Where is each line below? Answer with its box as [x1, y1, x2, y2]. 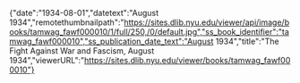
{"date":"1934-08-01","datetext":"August [9, 8, 159, 18]
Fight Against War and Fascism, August [9, 46, 155, 56]
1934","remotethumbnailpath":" [9, 17, 124, 28]
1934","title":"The [215, 36, 279, 46]
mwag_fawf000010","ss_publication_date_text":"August [9, 36, 214, 46]
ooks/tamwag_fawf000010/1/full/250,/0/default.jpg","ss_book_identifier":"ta [9, 27, 289, 37]
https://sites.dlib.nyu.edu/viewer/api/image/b [124, 17, 289, 28]
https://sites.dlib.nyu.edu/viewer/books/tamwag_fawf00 [83, 55, 291, 65]
